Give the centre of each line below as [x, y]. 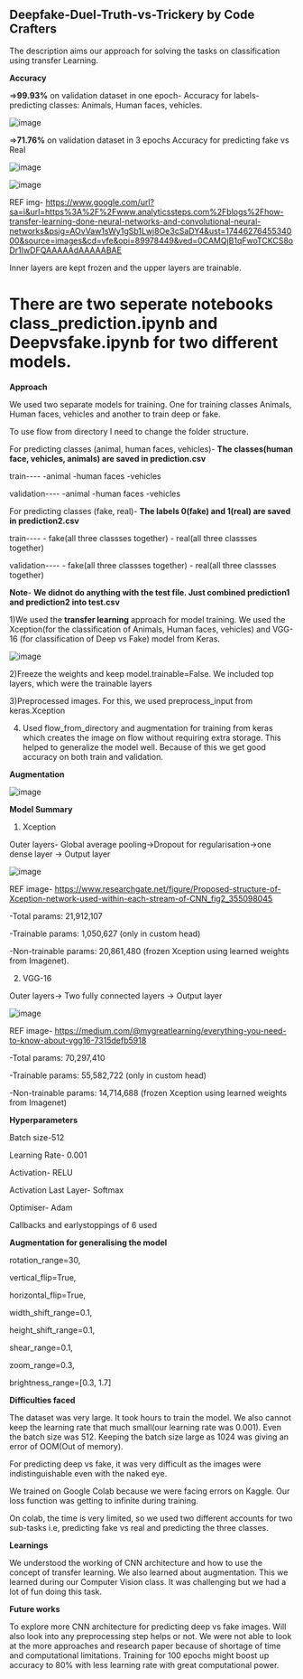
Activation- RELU [41, 1172]
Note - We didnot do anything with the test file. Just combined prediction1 [150, 592]
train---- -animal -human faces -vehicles [85, 476]
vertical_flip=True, [43, 1277]
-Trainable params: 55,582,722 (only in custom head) [108, 1075]
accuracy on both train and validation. [93, 756]
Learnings [29, 1545]
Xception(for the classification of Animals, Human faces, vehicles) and [140, 629]
